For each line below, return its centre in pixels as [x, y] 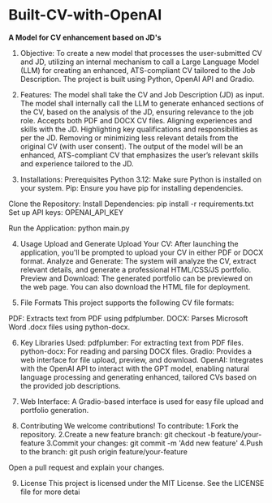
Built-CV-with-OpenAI [85, 15]
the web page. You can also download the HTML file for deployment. [135, 286]
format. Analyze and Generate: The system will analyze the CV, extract [138, 260]
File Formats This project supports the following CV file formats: [127, 303]
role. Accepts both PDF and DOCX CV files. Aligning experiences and [136, 120]
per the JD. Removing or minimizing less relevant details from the [129, 138]
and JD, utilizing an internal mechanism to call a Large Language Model [140, 62]
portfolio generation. [54, 410]
